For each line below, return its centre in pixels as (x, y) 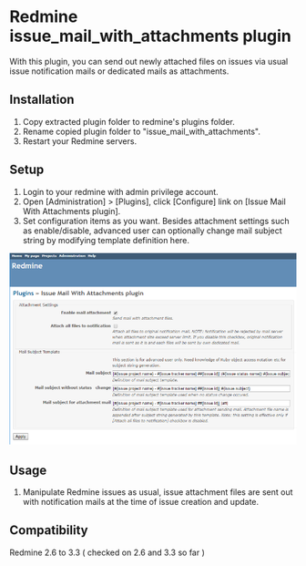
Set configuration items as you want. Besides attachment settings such (156, 221)
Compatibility (49, 530)
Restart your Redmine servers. (80, 141)
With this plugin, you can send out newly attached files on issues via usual (149, 61)
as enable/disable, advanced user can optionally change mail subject (152, 231)
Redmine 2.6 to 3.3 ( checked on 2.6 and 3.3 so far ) (107, 552)
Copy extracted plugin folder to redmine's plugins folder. (128, 121)
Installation (42, 100)
